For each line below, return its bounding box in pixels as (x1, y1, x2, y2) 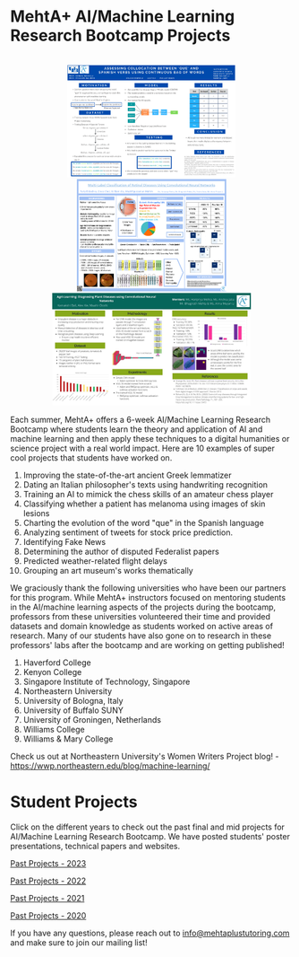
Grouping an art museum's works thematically (22, 565, 193, 575)
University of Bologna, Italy (22, 695, 124, 706)
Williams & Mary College (22, 733, 114, 744)
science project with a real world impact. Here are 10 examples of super (10, 443, 276, 453)
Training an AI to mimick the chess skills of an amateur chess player (22, 488, 274, 499)
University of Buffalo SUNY (22, 705, 124, 716)
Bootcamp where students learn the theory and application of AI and (10, 424, 263, 435)
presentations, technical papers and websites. (10, 840, 181, 851)
